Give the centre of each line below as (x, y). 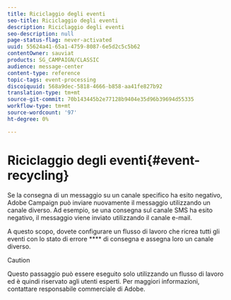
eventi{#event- (155, 160)
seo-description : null (41, 34)
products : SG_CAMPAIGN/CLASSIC (53, 60)
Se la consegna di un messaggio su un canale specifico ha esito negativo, (115, 195)
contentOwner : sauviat (41, 54)
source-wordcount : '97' (42, 112)
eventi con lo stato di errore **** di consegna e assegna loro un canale (111, 238)
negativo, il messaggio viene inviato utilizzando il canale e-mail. (100, 217)
